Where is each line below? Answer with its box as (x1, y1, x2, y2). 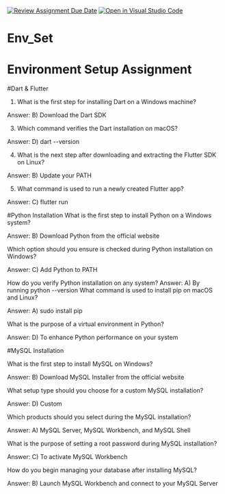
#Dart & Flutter (7, 84, 49, 92)
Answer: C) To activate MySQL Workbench (7, 453, 128, 461)
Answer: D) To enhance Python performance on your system (7, 333, 178, 342)
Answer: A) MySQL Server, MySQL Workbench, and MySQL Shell (7, 426, 191, 434)
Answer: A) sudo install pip (7, 307, 83, 315)
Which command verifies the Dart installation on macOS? (16, 124, 178, 133)
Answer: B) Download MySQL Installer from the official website (7, 373, 185, 382)
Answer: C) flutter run (7, 198, 68, 206)
